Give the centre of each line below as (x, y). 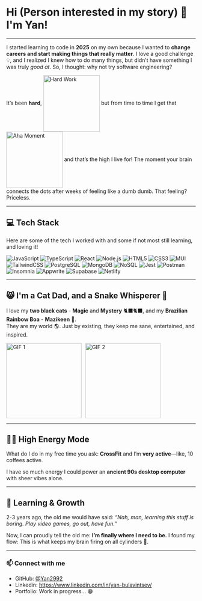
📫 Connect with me (36, 563)
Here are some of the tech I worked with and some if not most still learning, (99, 240)
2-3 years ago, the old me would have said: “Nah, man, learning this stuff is (100, 517)
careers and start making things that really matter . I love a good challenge (100, 53)
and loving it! (22, 246)
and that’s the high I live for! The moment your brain (128, 159)
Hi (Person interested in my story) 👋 (97, 12)
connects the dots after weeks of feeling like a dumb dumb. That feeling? (97, 191)
